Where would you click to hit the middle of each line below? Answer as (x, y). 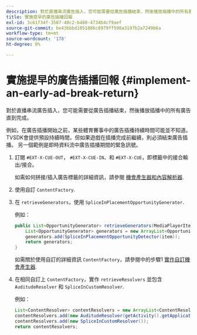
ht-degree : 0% (23, 45)
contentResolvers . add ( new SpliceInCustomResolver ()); (81, 321)
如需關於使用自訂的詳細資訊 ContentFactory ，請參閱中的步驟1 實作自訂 (100, 260)
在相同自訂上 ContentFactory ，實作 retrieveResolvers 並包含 (88, 279)
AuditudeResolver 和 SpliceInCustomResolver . (69, 287)
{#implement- (156, 81)
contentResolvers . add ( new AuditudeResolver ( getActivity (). (88, 316)
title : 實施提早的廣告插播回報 (39, 17)
